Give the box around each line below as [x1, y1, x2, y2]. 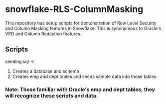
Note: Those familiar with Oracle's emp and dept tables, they [5, 86, 156, 93]
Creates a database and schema [12, 68, 79, 74]
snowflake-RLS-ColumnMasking [5, 3, 144, 15]
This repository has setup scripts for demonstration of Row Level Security [5, 20, 157, 26]
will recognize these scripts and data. [5, 92, 98, 99]
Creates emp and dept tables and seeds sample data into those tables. [12, 73, 158, 79]
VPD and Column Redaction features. [5, 30, 82, 36]
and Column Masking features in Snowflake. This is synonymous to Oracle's [5, 25, 162, 31]
